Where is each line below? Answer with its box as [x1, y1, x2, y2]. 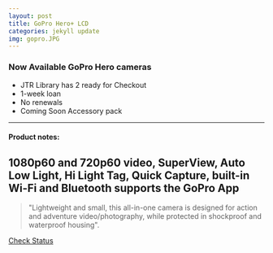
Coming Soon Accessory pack [19, 106, 123, 116]
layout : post [8, 11, 53, 20]
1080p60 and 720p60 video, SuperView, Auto [8, 155, 245, 169]
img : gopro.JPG [8, 34, 60, 43]
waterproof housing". [28, 220, 100, 229]
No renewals [19, 97, 63, 107]
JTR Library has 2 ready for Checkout [19, 80, 147, 89]
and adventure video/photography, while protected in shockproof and [28, 211, 262, 220]
